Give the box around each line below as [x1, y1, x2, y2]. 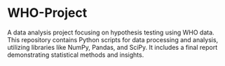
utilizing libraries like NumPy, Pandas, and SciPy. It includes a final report [7, 43, 218, 51]
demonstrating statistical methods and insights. [7, 51, 144, 59]
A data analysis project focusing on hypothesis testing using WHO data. [7, 28, 215, 37]
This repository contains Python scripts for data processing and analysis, [7, 35, 219, 44]
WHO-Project [7, 5, 88, 21]
